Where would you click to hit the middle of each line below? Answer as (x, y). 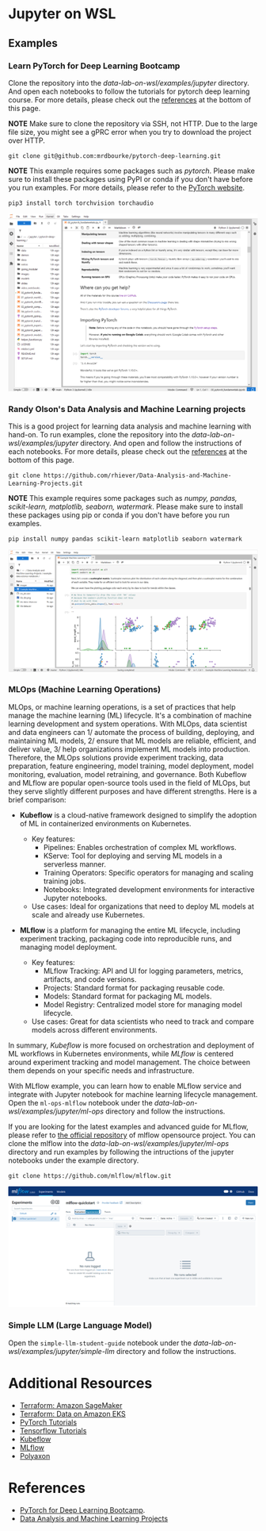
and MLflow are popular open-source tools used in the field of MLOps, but (129, 783)
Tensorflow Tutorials (53, 1430)
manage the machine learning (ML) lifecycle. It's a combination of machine (130, 715)
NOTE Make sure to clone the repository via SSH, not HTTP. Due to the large (133, 123)
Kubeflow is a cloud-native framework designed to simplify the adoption (138, 815)
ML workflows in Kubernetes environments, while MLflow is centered (121, 1053)
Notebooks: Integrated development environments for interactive (149, 889)
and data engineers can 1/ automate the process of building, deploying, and (131, 732)
